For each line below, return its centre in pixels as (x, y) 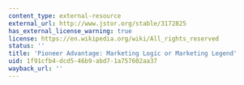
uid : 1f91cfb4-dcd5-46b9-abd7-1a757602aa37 (83, 62)
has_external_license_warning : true (70, 31)
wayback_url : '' (36, 69)
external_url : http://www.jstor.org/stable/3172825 (97, 23)
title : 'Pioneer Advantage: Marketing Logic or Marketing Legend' (123, 53)
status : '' (27, 46)
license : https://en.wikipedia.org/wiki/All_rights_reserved (114, 38)
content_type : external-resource (65, 16)
